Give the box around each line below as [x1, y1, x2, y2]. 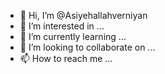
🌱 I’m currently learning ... [19, 31, 127, 42]
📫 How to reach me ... [19, 53, 113, 64]
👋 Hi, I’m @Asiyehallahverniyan [19, 10, 148, 21]
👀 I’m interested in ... [19, 20, 105, 32]
